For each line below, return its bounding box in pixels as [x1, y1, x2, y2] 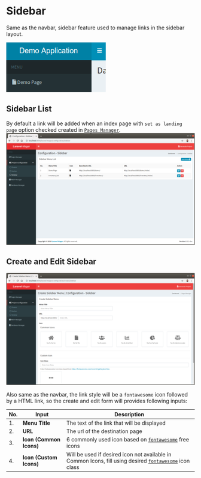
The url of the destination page [66, 428, 142, 435]
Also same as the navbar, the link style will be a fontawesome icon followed [6, 391, 188, 398]
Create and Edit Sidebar [6, 256, 97, 267]
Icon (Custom [23, 454, 57, 461]
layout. [6, 30, 23, 37]
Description [114, 410, 145, 418]
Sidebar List [6, 104, 52, 114]
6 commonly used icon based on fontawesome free [66, 436, 190, 443]
